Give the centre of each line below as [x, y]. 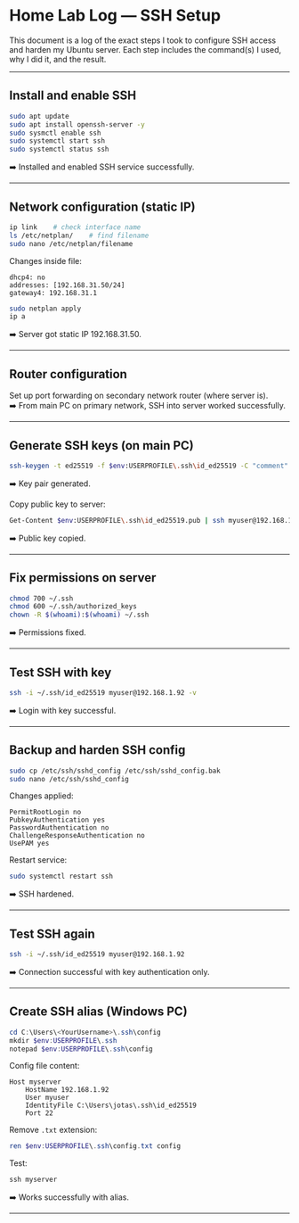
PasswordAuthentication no [59, 828]
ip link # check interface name [75, 227]
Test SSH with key [61, 672]
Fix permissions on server [83, 578]
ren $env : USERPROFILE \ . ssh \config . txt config [95, 1146]
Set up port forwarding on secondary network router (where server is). [139, 396]
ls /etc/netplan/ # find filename [79, 236]
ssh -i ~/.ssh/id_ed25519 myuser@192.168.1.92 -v [103, 692]
